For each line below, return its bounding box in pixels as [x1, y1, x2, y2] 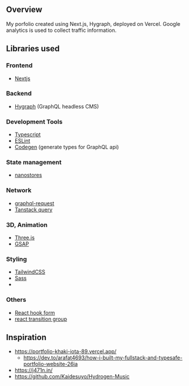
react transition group [14, 315, 67, 322]
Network [6, 186, 32, 194]
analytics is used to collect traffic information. [6, 27, 117, 34]
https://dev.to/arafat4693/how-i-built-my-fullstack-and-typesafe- [23, 354, 183, 361]
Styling [6, 255, 28, 263]
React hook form [14, 309, 55, 316]
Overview [6, 5, 43, 15]
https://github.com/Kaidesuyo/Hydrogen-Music [14, 373, 130, 380]
